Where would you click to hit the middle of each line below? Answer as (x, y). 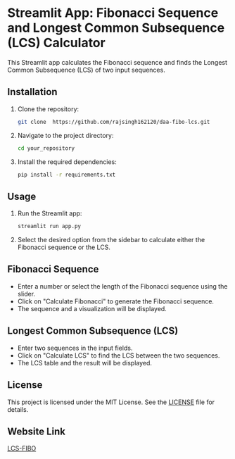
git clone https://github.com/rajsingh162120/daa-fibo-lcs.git (114, 122)
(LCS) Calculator (56, 43)
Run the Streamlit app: (50, 213)
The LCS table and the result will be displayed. (85, 363)
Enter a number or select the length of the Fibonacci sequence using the (122, 286)
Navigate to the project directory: (65, 135)
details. (18, 409)
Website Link (36, 431)
